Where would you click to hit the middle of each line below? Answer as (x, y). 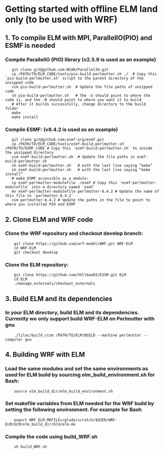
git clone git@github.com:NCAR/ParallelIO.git (60, 70)
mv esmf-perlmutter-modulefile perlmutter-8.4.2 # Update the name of (85, 192)
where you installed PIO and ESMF (41, 205)
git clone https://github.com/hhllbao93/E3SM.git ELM (70, 275)
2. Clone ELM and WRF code (49, 220)
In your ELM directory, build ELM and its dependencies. (72, 313)
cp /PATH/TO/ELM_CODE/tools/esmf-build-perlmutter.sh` (69, 144)
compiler (14, 339)
